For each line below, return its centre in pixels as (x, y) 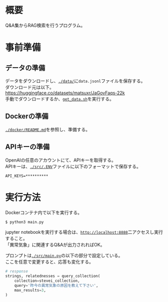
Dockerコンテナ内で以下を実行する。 (44, 212)
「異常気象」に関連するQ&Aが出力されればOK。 (55, 245)
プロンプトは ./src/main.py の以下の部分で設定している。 (64, 256)
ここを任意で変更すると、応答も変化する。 (49, 262)
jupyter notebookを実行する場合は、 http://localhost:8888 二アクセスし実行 (84, 232)
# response (17, 271)
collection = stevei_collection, (47, 281)
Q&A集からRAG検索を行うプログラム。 (45, 25)
